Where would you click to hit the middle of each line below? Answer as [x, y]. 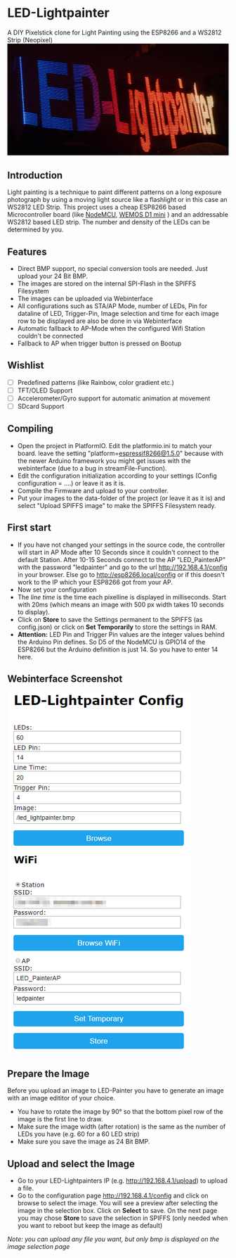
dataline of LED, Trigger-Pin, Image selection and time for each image [118, 314]
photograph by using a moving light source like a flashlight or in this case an [117, 200]
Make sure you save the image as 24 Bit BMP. [84, 1142]
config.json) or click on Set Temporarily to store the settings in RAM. [117, 627]
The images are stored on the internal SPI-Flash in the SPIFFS [107, 284]
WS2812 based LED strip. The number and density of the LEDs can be [109, 222]
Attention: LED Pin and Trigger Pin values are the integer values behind [121, 634]
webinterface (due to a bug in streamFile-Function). [92, 468]
